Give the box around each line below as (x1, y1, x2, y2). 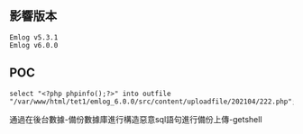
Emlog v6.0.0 (9, 40, 59, 49)
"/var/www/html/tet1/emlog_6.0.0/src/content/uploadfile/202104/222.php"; (9, 97, 297, 106)
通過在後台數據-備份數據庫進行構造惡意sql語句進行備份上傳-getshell (9, 113, 263, 124)
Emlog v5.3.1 (9, 32, 59, 42)
